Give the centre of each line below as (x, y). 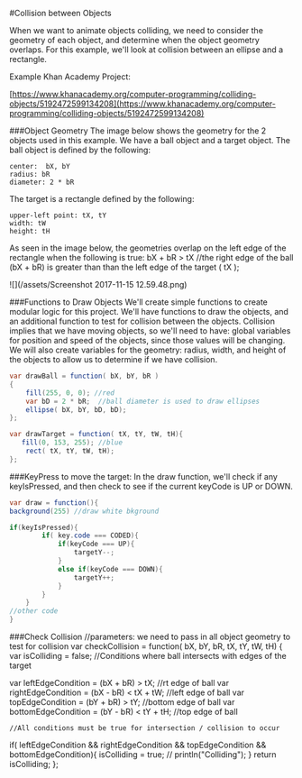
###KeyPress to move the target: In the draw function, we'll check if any (143, 476)
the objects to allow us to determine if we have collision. (114, 359)
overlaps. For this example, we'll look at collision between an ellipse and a (146, 50)
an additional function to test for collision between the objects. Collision (142, 321)
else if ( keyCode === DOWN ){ (110, 569)
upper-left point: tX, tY (58, 215)
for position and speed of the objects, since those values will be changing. (147, 340)
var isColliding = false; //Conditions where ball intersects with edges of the (148, 656)
